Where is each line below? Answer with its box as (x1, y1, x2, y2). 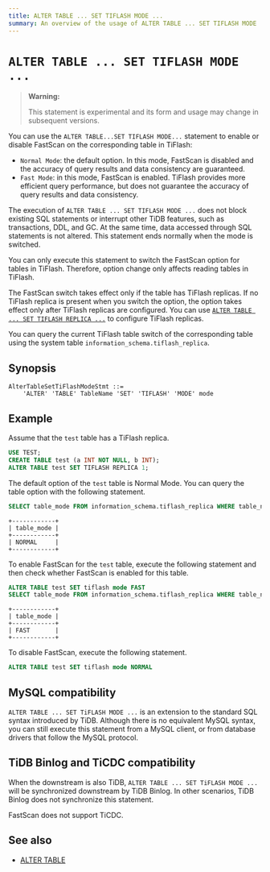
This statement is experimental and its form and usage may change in (27, 107, 259, 117)
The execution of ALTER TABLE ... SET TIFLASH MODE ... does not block (8, 206, 247, 215)
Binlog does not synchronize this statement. (8, 795, 154, 804)
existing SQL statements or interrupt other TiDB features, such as (8, 214, 225, 224)
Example (8, 412, 53, 426)
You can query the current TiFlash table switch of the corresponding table (8, 330, 253, 339)
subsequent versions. (27, 116, 100, 126)
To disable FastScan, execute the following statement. (8, 648, 187, 658)
